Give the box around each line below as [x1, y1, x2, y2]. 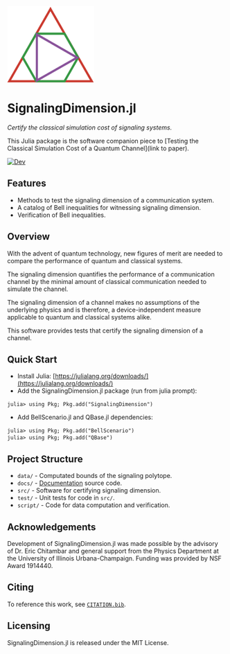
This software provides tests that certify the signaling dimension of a [7, 326, 203, 335]
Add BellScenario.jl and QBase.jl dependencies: [17, 413, 154, 421]
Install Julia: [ [17, 372, 55, 380]
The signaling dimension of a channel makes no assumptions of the [7, 298, 200, 306]
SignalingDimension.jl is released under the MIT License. [7, 638, 169, 646]
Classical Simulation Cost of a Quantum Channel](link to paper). [7, 144, 189, 152]
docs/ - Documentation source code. [17, 479, 123, 487]
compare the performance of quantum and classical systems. [7, 256, 183, 265]
